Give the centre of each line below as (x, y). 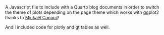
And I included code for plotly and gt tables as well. (57, 27)
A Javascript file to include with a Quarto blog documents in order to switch (82, 7)
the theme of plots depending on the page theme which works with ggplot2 (82, 12)
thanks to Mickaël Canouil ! (32, 17)
